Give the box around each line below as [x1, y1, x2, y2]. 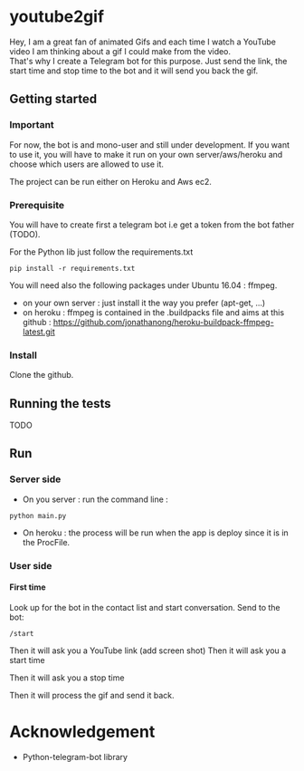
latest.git [22, 326, 56, 337]
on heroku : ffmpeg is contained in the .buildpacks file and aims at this [22, 306, 285, 318]
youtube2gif [9, 6, 105, 27]
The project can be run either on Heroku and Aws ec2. [9, 176, 213, 187]
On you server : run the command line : [22, 494, 169, 505]
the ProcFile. [22, 536, 71, 547]
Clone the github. [9, 370, 74, 381]
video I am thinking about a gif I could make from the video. [9, 45, 232, 56]
